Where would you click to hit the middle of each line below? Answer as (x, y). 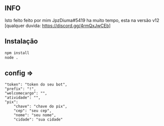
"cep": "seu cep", (33, 111)
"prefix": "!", (20, 89)
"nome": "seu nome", (35, 115)
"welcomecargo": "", (26, 93)
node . (11, 57)
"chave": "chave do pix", (41, 106)
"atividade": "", (23, 98)
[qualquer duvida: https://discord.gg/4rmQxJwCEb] (58, 25)
